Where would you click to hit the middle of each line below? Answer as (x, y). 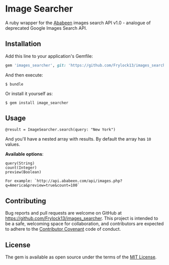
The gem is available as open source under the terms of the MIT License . (81, 257)
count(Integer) (21, 168)
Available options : (24, 154)
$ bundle (14, 84)
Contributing (26, 201)
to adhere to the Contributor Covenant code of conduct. (63, 229)
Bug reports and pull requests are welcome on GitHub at (64, 213)
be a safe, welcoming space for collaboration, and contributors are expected (84, 224)
